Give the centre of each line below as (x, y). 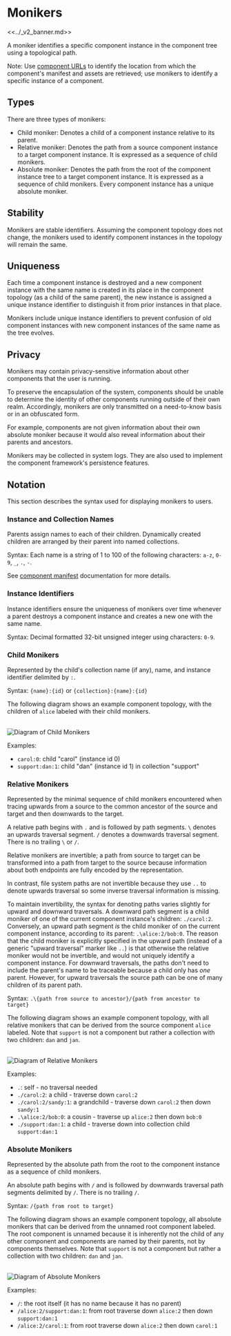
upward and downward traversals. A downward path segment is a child (108, 911)
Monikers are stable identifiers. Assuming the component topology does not (115, 230)
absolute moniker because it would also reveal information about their (106, 435)
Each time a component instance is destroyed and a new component (104, 283)
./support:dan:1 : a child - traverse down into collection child (103, 1124)
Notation (27, 484)
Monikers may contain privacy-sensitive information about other (98, 371)
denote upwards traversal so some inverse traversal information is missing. (114, 891)
